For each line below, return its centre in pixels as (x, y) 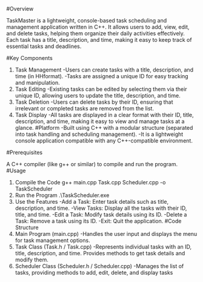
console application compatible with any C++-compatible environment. (104, 141)
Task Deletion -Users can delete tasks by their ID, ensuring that (94, 102)
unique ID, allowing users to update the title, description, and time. (98, 96)
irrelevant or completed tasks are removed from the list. (85, 108)
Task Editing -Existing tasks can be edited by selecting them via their (101, 89)
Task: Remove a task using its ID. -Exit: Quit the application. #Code (98, 221)
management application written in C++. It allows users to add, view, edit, (98, 27)
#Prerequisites (25, 152)
